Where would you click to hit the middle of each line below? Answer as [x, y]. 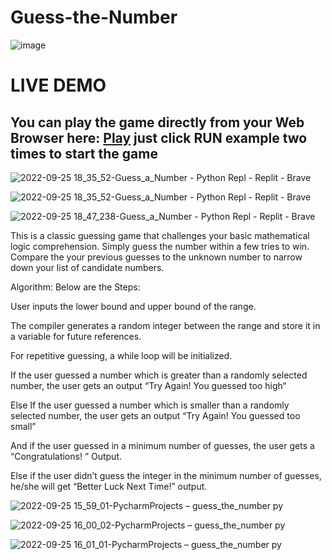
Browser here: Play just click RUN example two [159, 137]
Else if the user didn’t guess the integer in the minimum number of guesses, [166, 475]
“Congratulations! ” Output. [66, 456]
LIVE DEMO [58, 85]
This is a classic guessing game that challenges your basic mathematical [160, 235]
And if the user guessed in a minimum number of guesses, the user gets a [162, 445]
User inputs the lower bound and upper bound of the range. [133, 306]
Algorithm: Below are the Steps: [75, 287]
